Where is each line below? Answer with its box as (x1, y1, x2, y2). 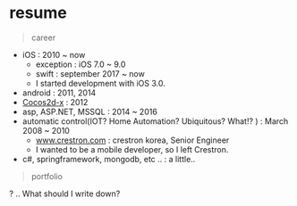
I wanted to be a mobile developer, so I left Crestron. (35, 144, 229, 154)
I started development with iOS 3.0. (35, 78, 165, 88)
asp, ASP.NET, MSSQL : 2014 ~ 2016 (21, 106, 158, 117)
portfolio (30, 170, 63, 181)
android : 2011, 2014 (21, 87, 97, 98)
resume (9, 3, 67, 23)
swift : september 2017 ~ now (35, 68, 145, 78)
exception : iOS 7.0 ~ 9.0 (35, 59, 126, 70)
